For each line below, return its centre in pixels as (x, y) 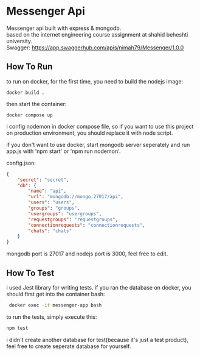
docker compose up (29, 115)
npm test (17, 328)
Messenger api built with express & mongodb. (64, 28)
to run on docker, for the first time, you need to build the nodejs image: (95, 81)
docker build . (26, 93)
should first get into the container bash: (56, 294)
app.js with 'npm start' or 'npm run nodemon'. (64, 151)
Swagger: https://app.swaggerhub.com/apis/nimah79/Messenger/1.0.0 (95, 48)
